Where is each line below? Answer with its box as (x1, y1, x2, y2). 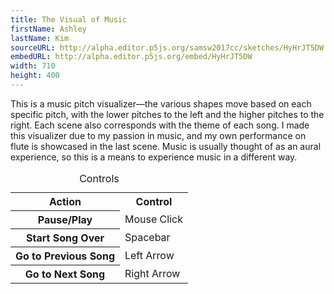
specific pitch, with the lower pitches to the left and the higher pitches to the (10, 108, 325, 120)
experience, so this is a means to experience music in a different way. (10, 151, 298, 163)
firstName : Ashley (10, 24, 87, 34)
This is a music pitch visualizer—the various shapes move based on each (10, 97, 312, 110)
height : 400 (10, 71, 60, 81)
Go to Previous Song (15, 249, 115, 263)
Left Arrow (124, 248, 175, 262)
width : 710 (10, 61, 56, 71)
